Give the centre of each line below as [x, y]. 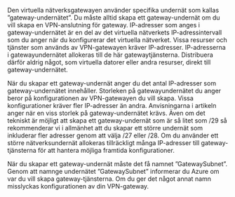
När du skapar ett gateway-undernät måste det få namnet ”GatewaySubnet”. [117, 164]
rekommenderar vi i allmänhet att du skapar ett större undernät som [105, 128]
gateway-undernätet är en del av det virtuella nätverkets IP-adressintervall [115, 32]
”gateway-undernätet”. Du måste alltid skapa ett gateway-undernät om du [114, 18]
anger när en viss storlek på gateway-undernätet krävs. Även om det [106, 113]
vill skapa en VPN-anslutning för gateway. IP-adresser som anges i [103, 25]
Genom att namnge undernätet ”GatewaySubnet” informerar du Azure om [113, 171]
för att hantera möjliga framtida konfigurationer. [106, 150]
